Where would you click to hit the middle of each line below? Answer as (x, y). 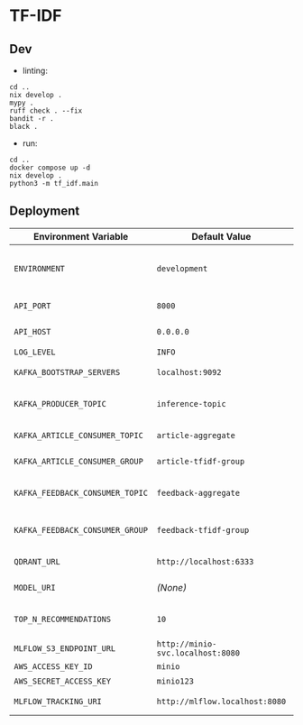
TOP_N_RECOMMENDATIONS (62, 619)
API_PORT (32, 306)
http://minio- (187, 644)
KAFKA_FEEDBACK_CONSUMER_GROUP (81, 530)
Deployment (45, 211)
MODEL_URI (35, 587)
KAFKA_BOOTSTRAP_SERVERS (67, 372)
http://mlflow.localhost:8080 (221, 701)
